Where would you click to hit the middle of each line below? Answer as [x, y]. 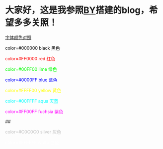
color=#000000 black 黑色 [33, 48]
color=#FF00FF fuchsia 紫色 [34, 111]
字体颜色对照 [18, 37]
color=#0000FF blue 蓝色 [31, 80]
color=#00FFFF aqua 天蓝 [32, 101]
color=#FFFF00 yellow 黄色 [33, 90]
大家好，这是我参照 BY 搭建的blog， [77, 10]
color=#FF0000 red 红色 [30, 58]
